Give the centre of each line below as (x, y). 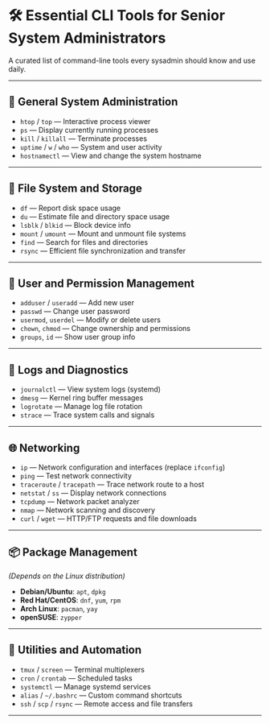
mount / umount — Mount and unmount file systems (103, 234)
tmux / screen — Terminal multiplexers (82, 669)
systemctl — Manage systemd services (85, 686)
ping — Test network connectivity (76, 476)
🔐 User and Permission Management (102, 283)
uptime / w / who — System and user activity (91, 147)
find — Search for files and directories (84, 242)
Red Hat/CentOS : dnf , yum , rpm (70, 600)
